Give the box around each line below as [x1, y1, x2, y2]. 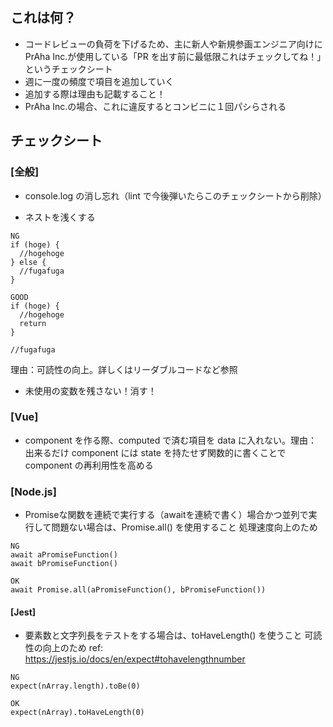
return [19, 318, 47, 328]
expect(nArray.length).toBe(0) [10, 681, 141, 692]
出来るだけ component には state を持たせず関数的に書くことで [24, 446, 287, 458]
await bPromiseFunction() [10, 559, 118, 569]
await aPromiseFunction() [10, 550, 118, 560]
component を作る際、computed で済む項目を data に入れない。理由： [24, 434, 318, 446]
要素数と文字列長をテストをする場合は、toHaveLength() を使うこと [24, 629, 303, 642]
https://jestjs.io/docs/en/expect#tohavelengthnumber [24, 653, 246, 665]
